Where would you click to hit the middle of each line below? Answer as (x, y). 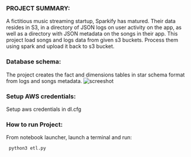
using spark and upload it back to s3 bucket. (60, 46)
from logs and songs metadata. (44, 81)
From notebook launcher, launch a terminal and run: (69, 137)
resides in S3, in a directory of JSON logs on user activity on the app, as (94, 27)
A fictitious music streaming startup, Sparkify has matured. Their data (91, 21)
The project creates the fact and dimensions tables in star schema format (96, 75)
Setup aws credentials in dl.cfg (44, 109)
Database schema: (34, 62)
